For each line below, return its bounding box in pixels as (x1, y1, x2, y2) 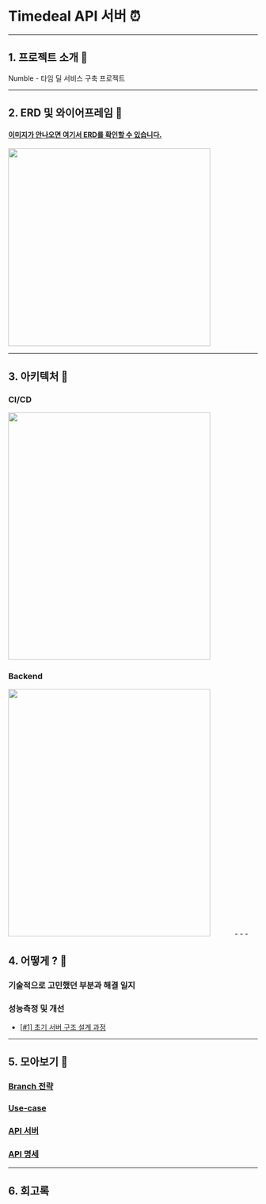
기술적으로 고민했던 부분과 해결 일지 (8, 979, 136, 990)
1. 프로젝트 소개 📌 (8, 51, 89, 64)
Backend (8, 670, 44, 682)
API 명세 (8, 1149, 40, 1160)
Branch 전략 (8, 1081, 54, 1092)
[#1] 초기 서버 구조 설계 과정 (19, 1022, 107, 1031)
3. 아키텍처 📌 (8, 370, 69, 383)
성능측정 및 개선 (8, 1003, 65, 1014)
